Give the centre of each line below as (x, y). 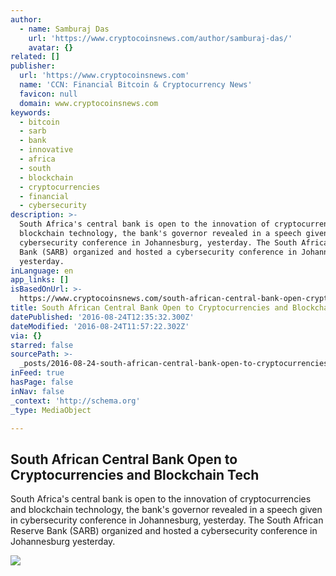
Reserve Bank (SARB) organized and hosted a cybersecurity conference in (164, 531)
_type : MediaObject (51, 410)
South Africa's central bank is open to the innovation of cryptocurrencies (161, 499)
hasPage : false (42, 382)
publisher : (33, 66)
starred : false (42, 345)
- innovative (46, 150)
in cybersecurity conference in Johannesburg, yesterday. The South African (167, 520)
